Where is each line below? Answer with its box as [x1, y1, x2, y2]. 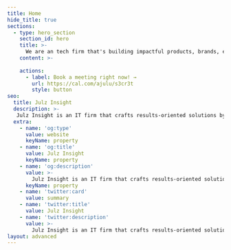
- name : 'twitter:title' [19, 201, 91, 208]
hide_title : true [7, 16, 57, 23]
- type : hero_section [13, 29, 76, 36]
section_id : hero [19, 36, 69, 42]
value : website [25, 131, 69, 138]
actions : [19, 67, 45, 74]
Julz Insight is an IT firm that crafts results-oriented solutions [16, 112, 217, 118]
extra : [13, 118, 32, 125]
